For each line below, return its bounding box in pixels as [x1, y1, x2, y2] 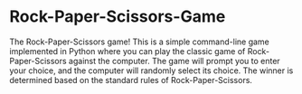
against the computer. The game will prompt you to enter [68, 55, 280, 66]
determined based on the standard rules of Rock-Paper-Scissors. [9, 74, 253, 85]
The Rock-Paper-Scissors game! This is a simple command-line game [9, 36, 269, 47]
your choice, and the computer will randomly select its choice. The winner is [9, 65, 294, 76]
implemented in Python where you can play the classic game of [9, 45, 246, 56]
